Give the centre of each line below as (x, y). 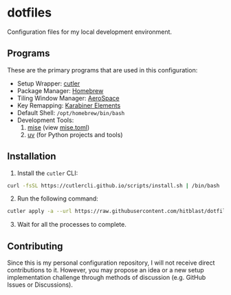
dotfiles (30, 13)
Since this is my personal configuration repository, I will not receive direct (111, 263)
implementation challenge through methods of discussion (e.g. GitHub (107, 278)
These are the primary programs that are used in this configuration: (102, 70)
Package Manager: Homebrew (60, 90)
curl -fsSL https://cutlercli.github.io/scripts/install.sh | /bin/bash (113, 185)
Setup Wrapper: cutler (48, 83)
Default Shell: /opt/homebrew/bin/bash (71, 112)
